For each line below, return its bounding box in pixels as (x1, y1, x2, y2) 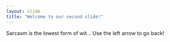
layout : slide (6, 8, 41, 14)
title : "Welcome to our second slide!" (6, 14, 104, 20)
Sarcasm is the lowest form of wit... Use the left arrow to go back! (6, 29, 165, 36)
